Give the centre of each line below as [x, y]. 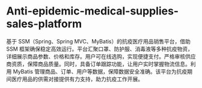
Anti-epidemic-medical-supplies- [93, 11]
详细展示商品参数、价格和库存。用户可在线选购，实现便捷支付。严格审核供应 [101, 56]
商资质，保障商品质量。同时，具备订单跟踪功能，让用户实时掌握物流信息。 [98, 64]
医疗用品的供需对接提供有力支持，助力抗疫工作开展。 [77, 79]
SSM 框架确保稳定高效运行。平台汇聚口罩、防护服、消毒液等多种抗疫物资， [100, 49]
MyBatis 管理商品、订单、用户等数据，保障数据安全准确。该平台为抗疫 [100, 71]
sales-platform [44, 24]
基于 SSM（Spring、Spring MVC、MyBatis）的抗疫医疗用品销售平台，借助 [98, 41]
